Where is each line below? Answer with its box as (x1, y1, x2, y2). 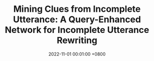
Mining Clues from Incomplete (13, 3, 141, 15)
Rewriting (56, 35, 98, 46)
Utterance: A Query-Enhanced (13, 14, 141, 25)
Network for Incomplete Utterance (4, 25, 150, 35)
